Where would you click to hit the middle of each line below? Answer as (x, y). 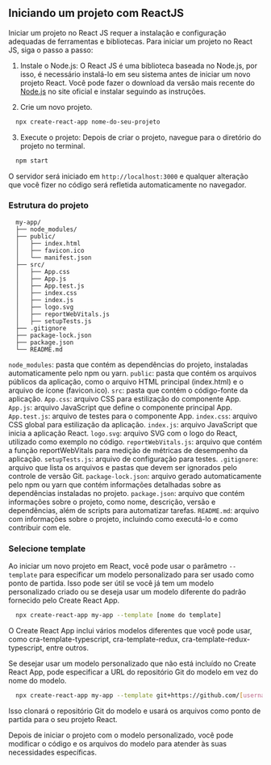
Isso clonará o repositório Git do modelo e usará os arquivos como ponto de (135, 711)
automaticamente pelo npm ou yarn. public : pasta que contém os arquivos (132, 373)
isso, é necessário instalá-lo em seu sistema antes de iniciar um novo (135, 74)
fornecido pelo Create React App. (64, 600)
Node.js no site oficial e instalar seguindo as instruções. (113, 91)
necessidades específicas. (52, 752)
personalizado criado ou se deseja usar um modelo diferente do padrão (127, 592)
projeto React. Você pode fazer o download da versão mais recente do (138, 82)
